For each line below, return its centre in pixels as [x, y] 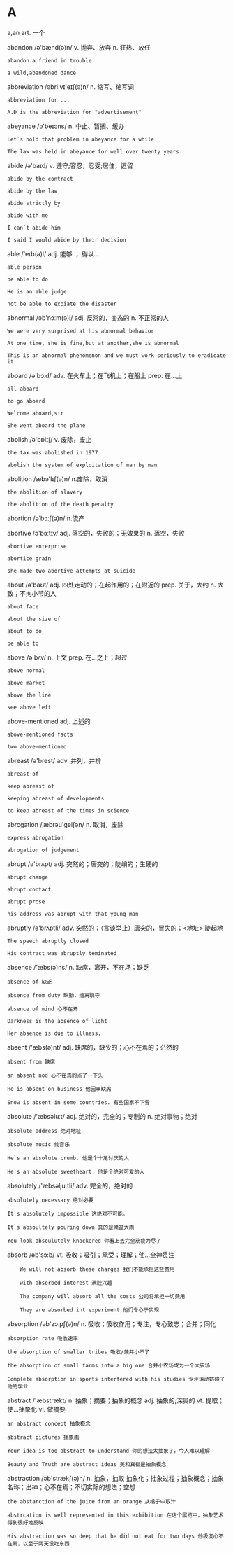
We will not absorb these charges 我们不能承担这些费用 [97, 1269]
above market [26, 683]
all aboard [23, 389]
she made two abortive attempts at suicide [72, 571]
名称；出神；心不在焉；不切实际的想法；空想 [72, 1487]
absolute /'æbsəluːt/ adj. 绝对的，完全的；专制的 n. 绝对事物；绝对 [102, 1116]
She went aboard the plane [46, 425]
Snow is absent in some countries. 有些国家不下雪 [78, 1102]
